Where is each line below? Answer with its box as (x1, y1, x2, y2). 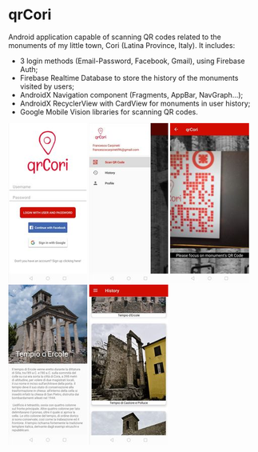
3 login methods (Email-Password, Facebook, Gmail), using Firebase (19, 56, 245, 66)
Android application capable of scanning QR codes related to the (8, 32, 221, 42)
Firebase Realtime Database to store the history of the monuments (19, 73, 239, 82)
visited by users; (19, 82, 74, 91)
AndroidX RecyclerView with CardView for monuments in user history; (19, 98, 251, 108)
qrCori (8, 6, 52, 24)
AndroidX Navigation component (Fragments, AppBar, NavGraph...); (19, 90, 244, 99)
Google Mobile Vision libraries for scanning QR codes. (19, 106, 198, 117)
